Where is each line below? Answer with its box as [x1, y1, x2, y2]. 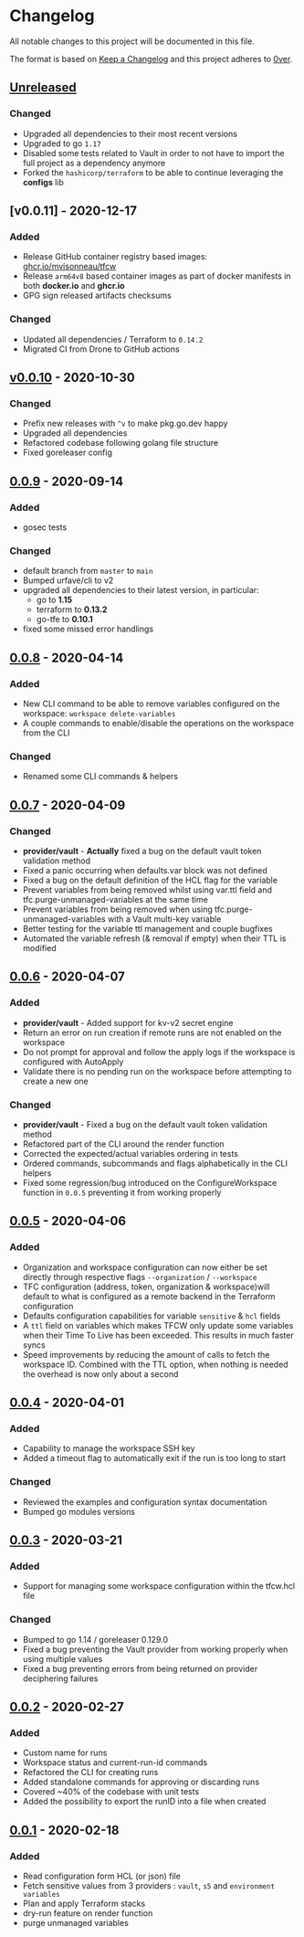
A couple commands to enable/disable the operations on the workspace [22, 717, 295, 728]
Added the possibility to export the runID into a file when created [22, 1796, 267, 1807]
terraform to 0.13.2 [36, 604, 108, 615]
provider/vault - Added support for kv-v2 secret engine [22, 1017, 234, 1028]
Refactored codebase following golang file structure [22, 438, 219, 449]
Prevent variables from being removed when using [22, 904, 213, 915]
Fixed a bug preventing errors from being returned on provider [22, 1663, 258, 1674]
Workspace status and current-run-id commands [22, 1757, 208, 1768]
